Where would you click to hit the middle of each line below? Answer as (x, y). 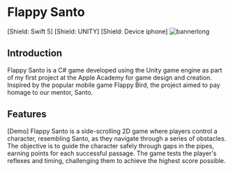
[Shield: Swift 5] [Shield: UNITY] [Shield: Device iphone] (88, 31)
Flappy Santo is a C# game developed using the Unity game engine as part (115, 70)
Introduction (35, 53)
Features (27, 115)
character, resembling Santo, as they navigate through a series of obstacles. (117, 138)
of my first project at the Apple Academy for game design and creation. (110, 77)
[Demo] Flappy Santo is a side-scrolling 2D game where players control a (112, 131)
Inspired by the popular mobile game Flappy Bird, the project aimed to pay (114, 85)
